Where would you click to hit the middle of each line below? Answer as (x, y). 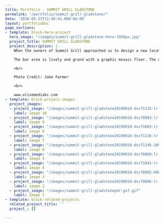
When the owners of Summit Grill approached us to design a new (81, 50)
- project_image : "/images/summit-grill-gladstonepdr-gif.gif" (75, 191)
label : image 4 (29, 168)
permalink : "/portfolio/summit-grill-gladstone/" (57, 14)
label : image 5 (29, 159)
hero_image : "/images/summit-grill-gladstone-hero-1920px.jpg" (75, 37)
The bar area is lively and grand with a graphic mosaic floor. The (85, 59)
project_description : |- (35, 46)
